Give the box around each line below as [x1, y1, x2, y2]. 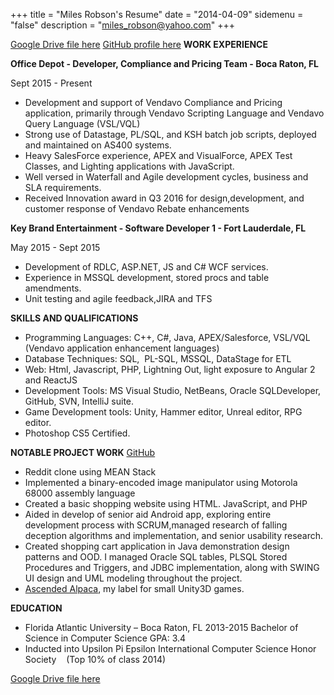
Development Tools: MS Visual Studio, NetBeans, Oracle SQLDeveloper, [24, 385, 322, 396]
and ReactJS [24, 374, 78, 386]
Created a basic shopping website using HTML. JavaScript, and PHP [24, 498, 308, 509]
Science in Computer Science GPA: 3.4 [24, 632, 187, 644]
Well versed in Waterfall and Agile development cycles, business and [24, 171, 309, 183]
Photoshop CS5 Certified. [24, 427, 131, 439]
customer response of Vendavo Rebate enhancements [24, 203, 250, 214]
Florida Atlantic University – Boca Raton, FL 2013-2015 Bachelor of [24, 622, 299, 633]
